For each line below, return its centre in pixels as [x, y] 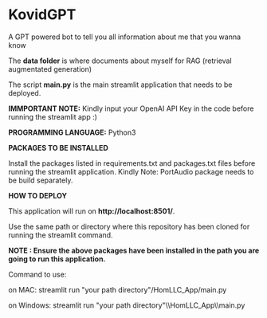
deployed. [25, 92]
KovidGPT [42, 15]
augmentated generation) [50, 69]
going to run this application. [57, 259]
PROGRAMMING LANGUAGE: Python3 [72, 132]
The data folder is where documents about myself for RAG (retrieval [120, 61]
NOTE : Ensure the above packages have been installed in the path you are [134, 250]
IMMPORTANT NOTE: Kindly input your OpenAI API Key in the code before [131, 108]
